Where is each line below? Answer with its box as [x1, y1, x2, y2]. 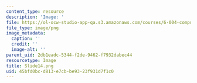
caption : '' [11, 36, 41, 41]
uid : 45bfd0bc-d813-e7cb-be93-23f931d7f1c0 [6, 68, 114, 74]
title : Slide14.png [6, 63, 54, 69]
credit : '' [11, 41, 38, 47]
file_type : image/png [6, 25, 59, 31]
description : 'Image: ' [6, 14, 64, 20]
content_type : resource [6, 8, 64, 15]
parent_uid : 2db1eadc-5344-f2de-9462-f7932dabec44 [6, 52, 133, 58]
